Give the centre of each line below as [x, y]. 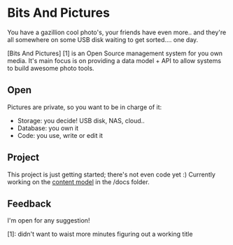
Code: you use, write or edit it [60, 135]
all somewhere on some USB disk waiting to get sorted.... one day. [103, 39]
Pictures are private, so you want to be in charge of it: [85, 107]
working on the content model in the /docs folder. [78, 182]
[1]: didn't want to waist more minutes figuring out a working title [100, 234]
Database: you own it [48, 128]
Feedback [29, 203]
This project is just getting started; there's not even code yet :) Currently [111, 174]
